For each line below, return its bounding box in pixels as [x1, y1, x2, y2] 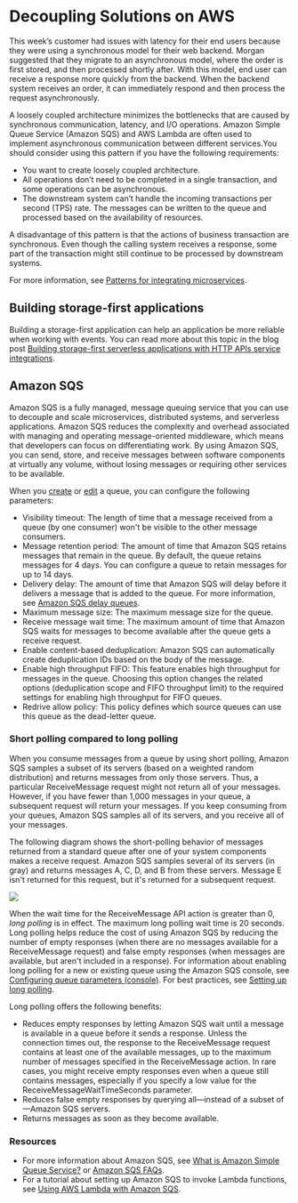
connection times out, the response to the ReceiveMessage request [21, 1037, 271, 1047]
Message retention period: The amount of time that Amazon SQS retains [21, 540, 287, 551]
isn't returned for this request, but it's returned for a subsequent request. [9, 874, 277, 884]
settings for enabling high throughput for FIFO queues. [21, 691, 222, 702]
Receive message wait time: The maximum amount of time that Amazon [21, 616, 286, 626]
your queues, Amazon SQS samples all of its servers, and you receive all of [9, 810, 285, 820]
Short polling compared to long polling [9, 732, 179, 745]
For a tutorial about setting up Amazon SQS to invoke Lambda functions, [21, 1175, 287, 1185]
